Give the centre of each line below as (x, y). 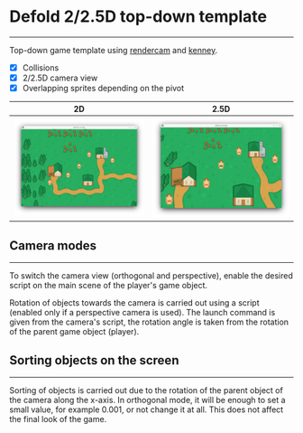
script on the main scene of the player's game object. (109, 286)
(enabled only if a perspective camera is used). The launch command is (142, 313)
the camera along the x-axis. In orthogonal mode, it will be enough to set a (147, 400)
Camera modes (53, 245)
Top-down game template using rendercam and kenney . (114, 50)
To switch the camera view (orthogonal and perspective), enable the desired (151, 276)
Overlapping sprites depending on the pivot (103, 89)
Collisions (41, 67)
